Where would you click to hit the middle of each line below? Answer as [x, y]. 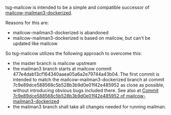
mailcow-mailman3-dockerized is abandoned [61, 32]
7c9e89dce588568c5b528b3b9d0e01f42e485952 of [69, 96]
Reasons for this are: [27, 23]
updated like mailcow [35, 43]
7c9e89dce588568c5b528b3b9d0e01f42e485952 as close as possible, [89, 85]
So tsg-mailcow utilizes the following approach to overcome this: [74, 53]
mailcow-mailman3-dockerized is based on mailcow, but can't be [82, 38]
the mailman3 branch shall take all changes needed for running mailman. [89, 107]
